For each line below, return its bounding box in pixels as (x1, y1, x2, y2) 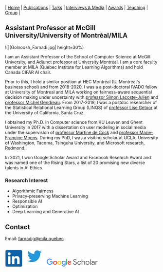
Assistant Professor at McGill (5, 24, 96, 32)
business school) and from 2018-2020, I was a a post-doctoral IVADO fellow (5, 84, 158, 90)
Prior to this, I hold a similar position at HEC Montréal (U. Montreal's (5, 78, 140, 85)
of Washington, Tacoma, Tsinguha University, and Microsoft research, (5, 140, 145, 145)
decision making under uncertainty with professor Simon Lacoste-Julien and (5, 94, 159, 100)
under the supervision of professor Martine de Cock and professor (5, 129, 139, 135)
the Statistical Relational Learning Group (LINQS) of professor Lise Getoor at (5, 105, 158, 110)
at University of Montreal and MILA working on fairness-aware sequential (5, 89, 152, 95)
